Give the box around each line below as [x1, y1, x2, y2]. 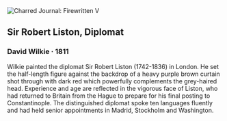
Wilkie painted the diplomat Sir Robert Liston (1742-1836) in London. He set [7, 62, 219, 70]
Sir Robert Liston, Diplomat [7, 27, 124, 38]
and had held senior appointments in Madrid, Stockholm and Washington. [7, 106, 214, 114]
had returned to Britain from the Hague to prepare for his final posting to [7, 92, 211, 100]
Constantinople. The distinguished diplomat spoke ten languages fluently [7, 98, 213, 107]
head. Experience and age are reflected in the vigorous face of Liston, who [7, 84, 218, 92]
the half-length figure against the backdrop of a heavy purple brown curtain [7, 70, 220, 78]
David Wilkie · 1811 [7, 47, 69, 57]
